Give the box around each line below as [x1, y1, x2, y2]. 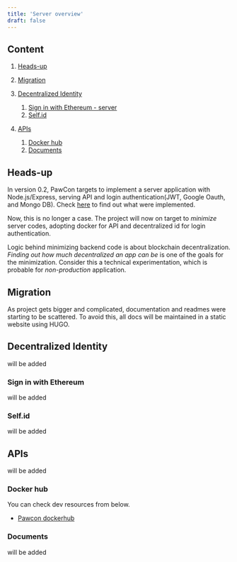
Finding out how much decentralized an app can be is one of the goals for [7, 250, 224, 259]
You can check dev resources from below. [7, 500, 130, 509]
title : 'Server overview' [7, 10, 83, 18]
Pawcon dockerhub [17, 514, 75, 522]
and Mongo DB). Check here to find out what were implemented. [7, 200, 196, 209]
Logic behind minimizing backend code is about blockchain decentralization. [7, 243, 231, 252]
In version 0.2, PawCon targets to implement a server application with [7, 185, 211, 194]
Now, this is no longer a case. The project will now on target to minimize [7, 214, 217, 223]
